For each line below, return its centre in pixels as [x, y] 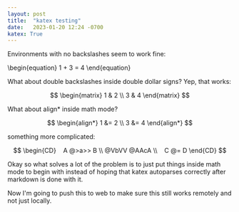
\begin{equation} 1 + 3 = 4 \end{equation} [69, 68]
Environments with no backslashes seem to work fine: [87, 54]
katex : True [25, 34]
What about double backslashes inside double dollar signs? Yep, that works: [119, 82]
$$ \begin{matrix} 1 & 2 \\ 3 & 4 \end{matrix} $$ [120, 95]
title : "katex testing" [44, 21]
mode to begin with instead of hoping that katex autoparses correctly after [117, 172]
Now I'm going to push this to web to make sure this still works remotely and [119, 194]
